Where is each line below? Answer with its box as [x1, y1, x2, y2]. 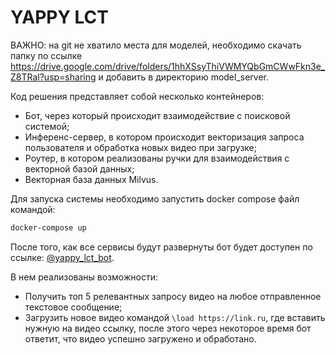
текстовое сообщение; [24, 301, 123, 313]
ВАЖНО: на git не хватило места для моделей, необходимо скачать [10, 39, 302, 51]
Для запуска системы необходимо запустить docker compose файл [10, 192, 300, 205]
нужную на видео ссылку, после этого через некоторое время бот [24, 322, 312, 334]
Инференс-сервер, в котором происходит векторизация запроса [24, 131, 305, 143]
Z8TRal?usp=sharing [10, 71, 97, 83]
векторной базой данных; [24, 162, 135, 175]
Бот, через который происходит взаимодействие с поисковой [24, 109, 291, 121]
